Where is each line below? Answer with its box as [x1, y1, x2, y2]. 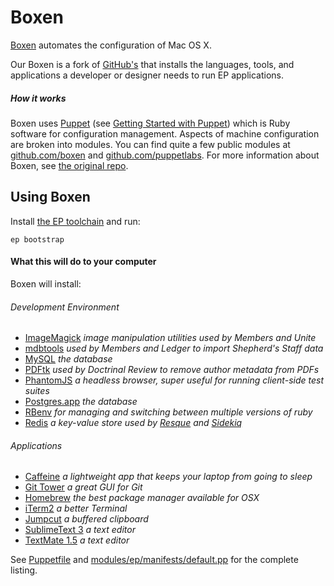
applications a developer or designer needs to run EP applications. [10, 69, 285, 81]
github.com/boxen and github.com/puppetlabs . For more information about [10, 149, 320, 161]
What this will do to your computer [10, 256, 157, 268]
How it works [10, 92, 67, 104]
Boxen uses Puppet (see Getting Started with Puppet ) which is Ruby [10, 117, 291, 129]
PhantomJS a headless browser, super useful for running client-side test [24, 374, 324, 386]
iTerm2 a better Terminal [24, 502, 128, 515]
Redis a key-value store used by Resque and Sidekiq [24, 417, 243, 429]
